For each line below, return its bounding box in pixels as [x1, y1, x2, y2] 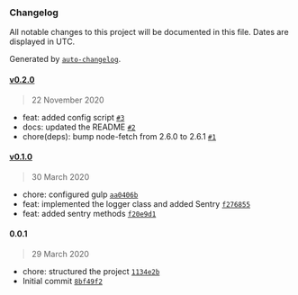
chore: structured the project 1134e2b [22, 265, 160, 276]
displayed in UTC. [9, 36, 76, 47]
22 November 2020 [31, 94, 105, 105]
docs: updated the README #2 [22, 121, 136, 132]
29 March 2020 [31, 248, 90, 259]
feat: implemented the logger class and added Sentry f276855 [22, 198, 250, 209]
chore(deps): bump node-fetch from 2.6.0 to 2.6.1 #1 [22, 130, 217, 141]
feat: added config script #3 [22, 112, 125, 122]
